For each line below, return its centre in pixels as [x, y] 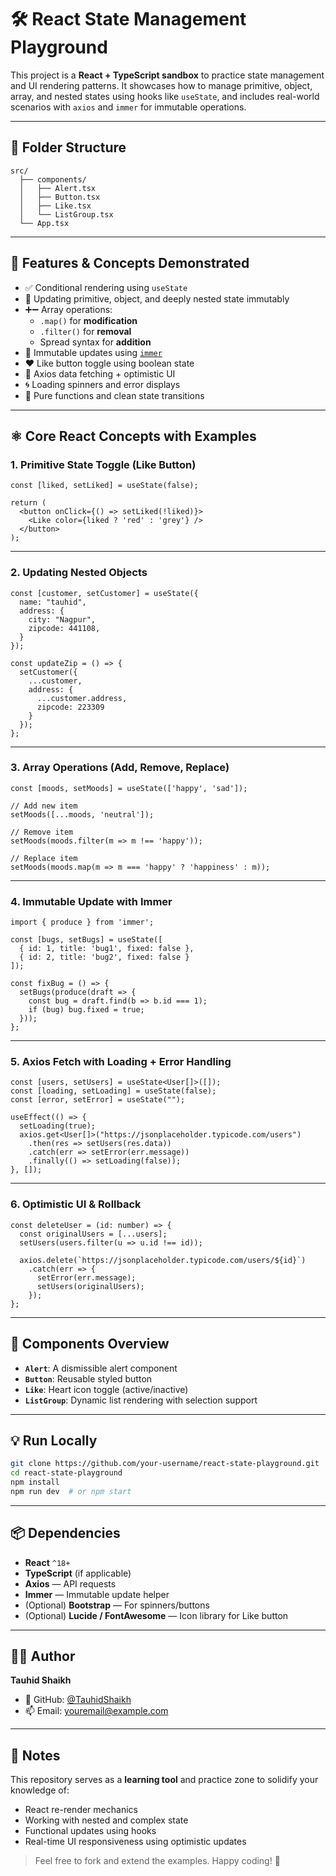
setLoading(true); [58, 1126]
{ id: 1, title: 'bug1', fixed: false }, [107, 949]
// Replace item [44, 858]
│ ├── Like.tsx [55, 206]
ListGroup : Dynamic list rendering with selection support [141, 1400]
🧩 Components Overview [90, 1344]
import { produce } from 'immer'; [82, 922]
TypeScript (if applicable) [78, 1573]
